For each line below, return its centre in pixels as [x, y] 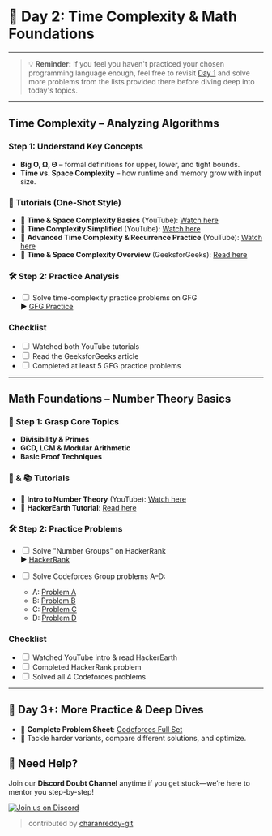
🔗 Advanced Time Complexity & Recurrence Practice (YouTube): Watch [141, 237]
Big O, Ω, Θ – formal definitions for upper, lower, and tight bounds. [130, 164]
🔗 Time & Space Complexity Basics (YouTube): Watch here [119, 220]
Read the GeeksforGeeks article [85, 356]
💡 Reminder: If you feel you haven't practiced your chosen [126, 63]
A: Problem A [54, 592]
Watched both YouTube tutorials [86, 346]
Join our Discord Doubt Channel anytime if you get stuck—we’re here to [130, 783]
